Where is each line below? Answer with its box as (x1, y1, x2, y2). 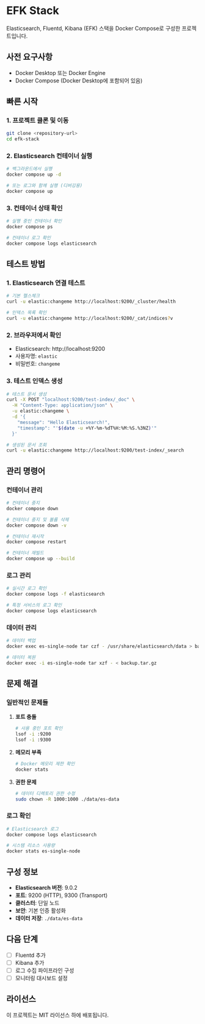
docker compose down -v (6, 522, 67, 528)
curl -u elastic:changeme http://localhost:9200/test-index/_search (6, 447, 184, 453)
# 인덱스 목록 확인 (6, 309, 47, 316)
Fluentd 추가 (15, 951, 46, 959)
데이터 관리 (6, 623, 37, 632)
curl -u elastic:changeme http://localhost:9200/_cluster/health (6, 298, 176, 305)
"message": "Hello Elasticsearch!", (17, 419, 111, 425)
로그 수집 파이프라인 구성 (15, 967, 74, 974)
